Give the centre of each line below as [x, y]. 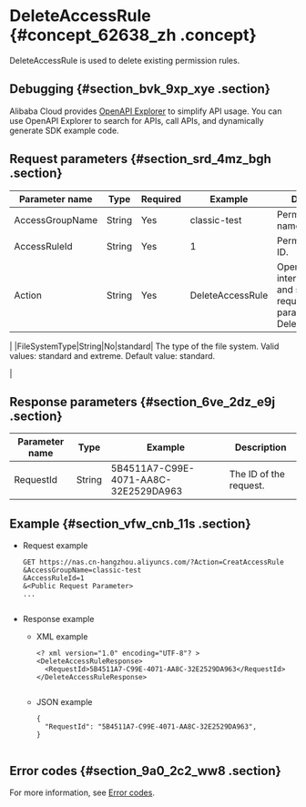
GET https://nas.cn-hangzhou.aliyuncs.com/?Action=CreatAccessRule [153, 562]
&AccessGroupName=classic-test [82, 570]
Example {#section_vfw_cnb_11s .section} [131, 523]
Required [161, 199]
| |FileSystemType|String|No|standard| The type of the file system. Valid [144, 346]
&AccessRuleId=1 [53, 578]
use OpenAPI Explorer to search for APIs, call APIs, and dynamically [137, 120]
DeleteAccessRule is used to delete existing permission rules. [125, 60]
